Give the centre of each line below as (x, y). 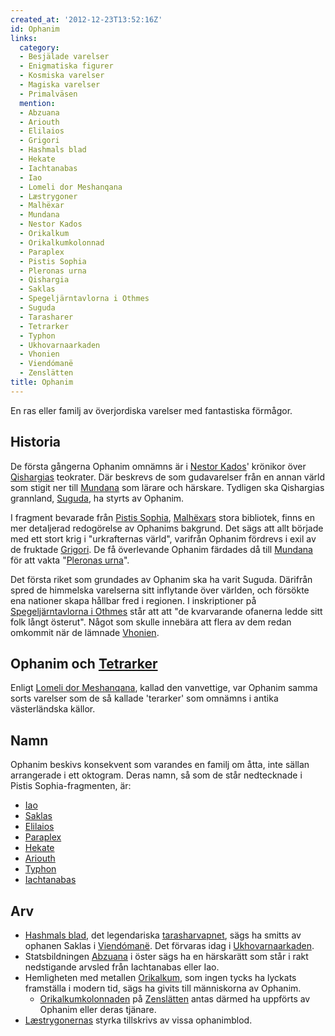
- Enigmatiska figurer (66, 66)
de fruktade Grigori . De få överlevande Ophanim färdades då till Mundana (161, 549)
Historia (36, 442)
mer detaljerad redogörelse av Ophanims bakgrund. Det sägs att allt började (167, 528)
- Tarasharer (46, 317)
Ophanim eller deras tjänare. (98, 1009)
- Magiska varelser (60, 85)
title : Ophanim (42, 382)
